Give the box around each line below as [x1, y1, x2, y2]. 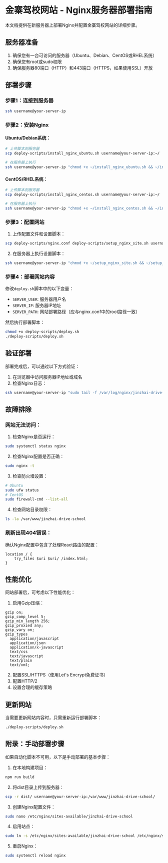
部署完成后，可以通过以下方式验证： [5, 363, 80, 369]
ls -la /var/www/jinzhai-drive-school [5, 516, 86, 521]
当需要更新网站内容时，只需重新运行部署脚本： [5, 714, 101, 720]
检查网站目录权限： [12, 506, 52, 512]
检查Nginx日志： [12, 380, 47, 386]
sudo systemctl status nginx [5, 443, 66, 449]
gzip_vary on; [5, 627, 35, 632]
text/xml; [9, 662, 30, 667]
